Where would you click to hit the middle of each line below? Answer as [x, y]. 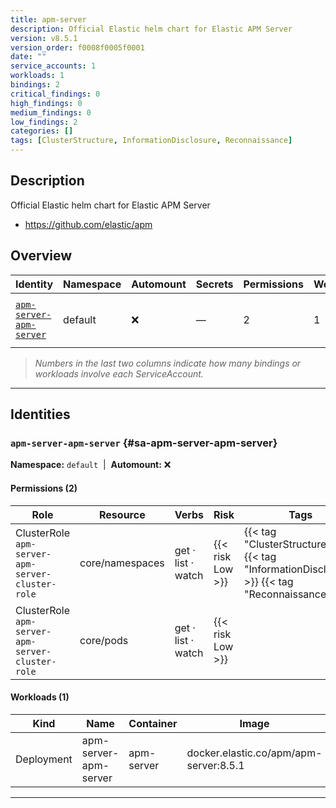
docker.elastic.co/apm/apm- [254, 753]
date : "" [28, 57]
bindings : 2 [35, 85]
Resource [122, 514]
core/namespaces [122, 563]
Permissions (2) [44, 488]
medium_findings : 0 [51, 112]
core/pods [104, 640]
